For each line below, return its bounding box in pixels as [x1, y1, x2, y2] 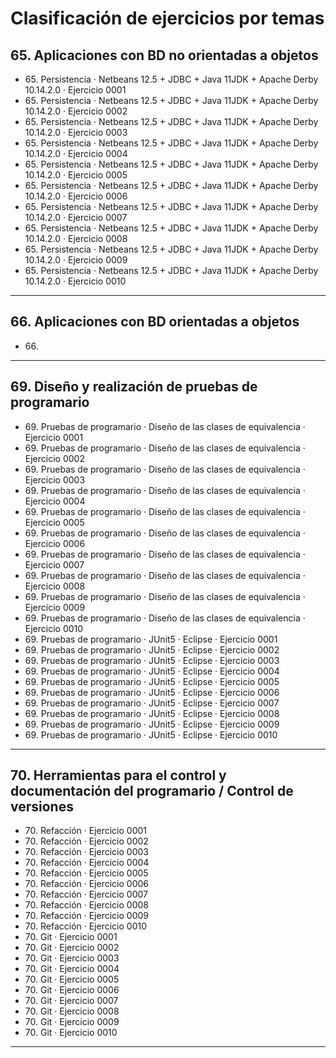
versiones [10, 798, 74, 816]
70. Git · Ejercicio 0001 [24, 931, 118, 943]
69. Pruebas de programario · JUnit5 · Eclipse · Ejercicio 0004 [24, 665, 280, 677]
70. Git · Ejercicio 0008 [24, 1005, 120, 1017]
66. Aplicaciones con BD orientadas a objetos [10, 313, 300, 331]
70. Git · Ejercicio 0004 [24, 963, 120, 975]
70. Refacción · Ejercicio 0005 [24, 867, 149, 879]
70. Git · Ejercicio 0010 [24, 1027, 118, 1039]
